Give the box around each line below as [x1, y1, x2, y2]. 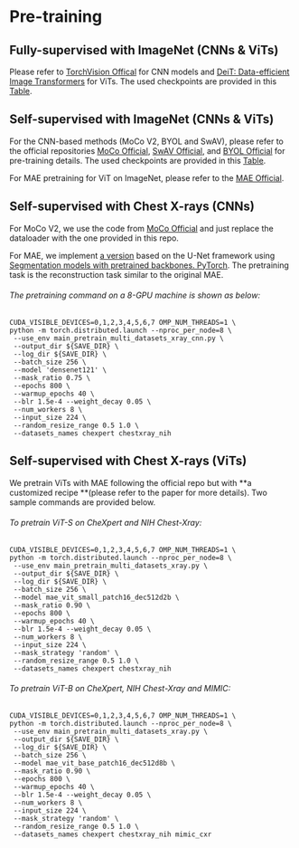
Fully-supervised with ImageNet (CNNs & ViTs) [9, 43, 279, 58]
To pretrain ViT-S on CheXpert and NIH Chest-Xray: [9, 518, 202, 529]
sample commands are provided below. [9, 496, 156, 508]
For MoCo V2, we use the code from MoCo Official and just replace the [9, 223, 274, 233]
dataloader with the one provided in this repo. [9, 233, 179, 243]
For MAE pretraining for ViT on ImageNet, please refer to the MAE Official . [9, 172, 285, 183]
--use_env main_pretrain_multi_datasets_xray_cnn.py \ [13, 333, 224, 343]
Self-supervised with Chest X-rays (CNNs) [9, 199, 255, 214]
